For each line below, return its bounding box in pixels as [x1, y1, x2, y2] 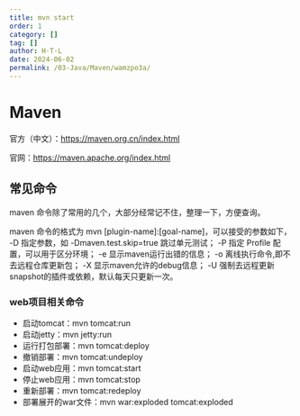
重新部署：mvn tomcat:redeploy [22, 384, 141, 396]
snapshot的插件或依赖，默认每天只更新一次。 [9, 271, 178, 282]
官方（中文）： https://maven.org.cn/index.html [9, 132, 180, 144]
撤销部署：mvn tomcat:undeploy [22, 351, 143, 362]
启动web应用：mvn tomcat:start [22, 362, 141, 374]
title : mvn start [9, 13, 75, 23]
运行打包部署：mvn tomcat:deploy [22, 339, 150, 351]
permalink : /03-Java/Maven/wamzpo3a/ [9, 64, 151, 73]
